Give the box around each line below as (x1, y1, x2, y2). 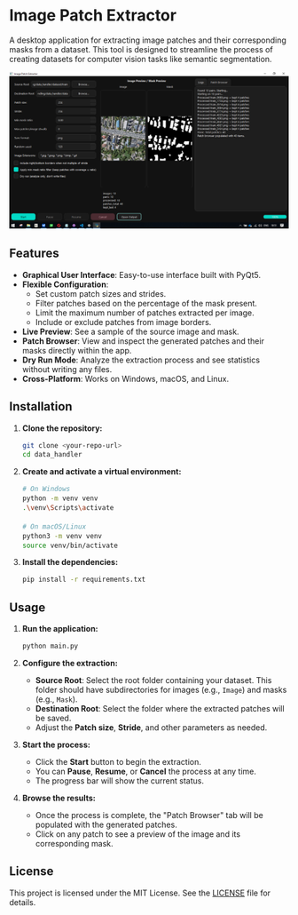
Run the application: (21, 624, 99, 634)
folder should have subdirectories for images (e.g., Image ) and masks (35, 685, 287, 695)
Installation (9, 399, 73, 414)
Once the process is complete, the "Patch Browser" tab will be (35, 810, 263, 820)
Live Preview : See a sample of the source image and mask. (21, 326, 239, 337)
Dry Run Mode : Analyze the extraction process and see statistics (21, 354, 260, 365)
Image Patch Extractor (9, 5, 177, 26)
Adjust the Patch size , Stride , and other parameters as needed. (35, 722, 268, 733)
